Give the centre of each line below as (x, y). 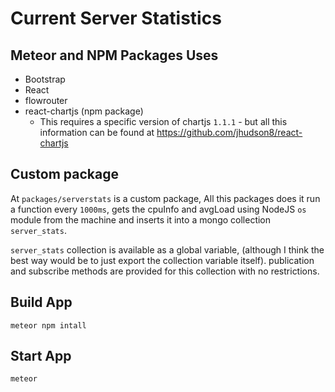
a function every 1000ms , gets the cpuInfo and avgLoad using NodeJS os (158, 209)
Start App (41, 356)
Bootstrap (45, 79)
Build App (41, 302)
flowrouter (46, 100)
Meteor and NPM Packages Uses (114, 55)
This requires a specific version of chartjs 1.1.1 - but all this (163, 121)
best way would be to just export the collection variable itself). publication (162, 260)
